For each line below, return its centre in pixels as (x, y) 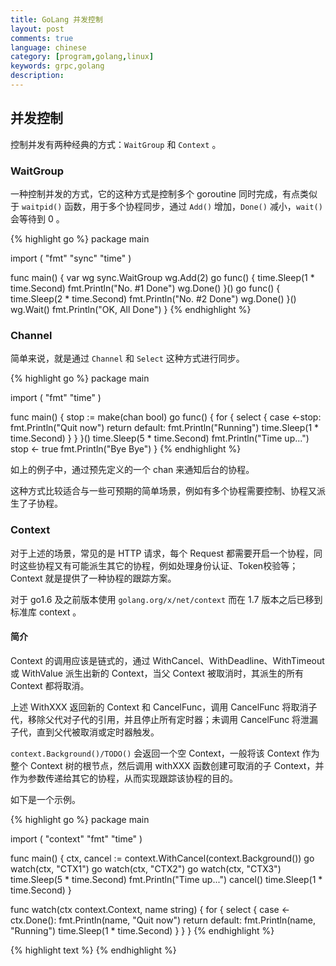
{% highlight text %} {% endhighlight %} (93, 950)
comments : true (42, 38)
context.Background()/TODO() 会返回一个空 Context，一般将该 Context (155, 753)
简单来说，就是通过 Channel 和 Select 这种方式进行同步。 (127, 358)
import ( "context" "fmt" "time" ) (76, 838)
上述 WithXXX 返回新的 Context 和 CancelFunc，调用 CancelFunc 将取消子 (164, 707)
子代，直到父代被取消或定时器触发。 (85, 732)
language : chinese (48, 47)
